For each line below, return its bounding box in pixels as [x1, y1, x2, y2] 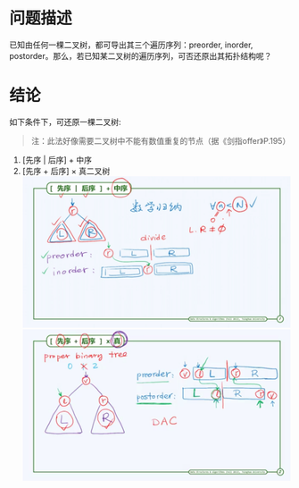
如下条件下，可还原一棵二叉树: [9, 116, 122, 127]
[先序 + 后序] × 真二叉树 [21, 165, 111, 176]
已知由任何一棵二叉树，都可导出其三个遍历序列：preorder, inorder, [9, 39, 253, 50]
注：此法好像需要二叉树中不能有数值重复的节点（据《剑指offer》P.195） [30, 135, 291, 146]
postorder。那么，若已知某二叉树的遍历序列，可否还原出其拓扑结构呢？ [9, 50, 272, 61]
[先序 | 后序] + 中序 [21, 154, 92, 165]
